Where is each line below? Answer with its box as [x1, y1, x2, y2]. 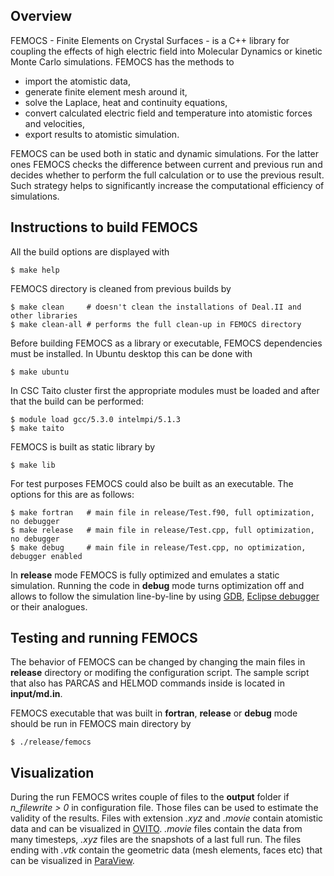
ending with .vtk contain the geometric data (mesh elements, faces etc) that [10, 844, 323, 856]
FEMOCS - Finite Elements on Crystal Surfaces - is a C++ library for [10, 34, 290, 46]
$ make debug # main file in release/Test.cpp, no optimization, [10, 542, 307, 553]
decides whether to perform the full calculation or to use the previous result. [10, 169, 325, 181]
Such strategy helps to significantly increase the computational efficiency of [10, 179, 325, 191]
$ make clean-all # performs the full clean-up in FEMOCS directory [10, 319, 302, 329]
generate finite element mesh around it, [24, 85, 188, 98]
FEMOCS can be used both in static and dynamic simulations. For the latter [10, 147, 319, 159]
